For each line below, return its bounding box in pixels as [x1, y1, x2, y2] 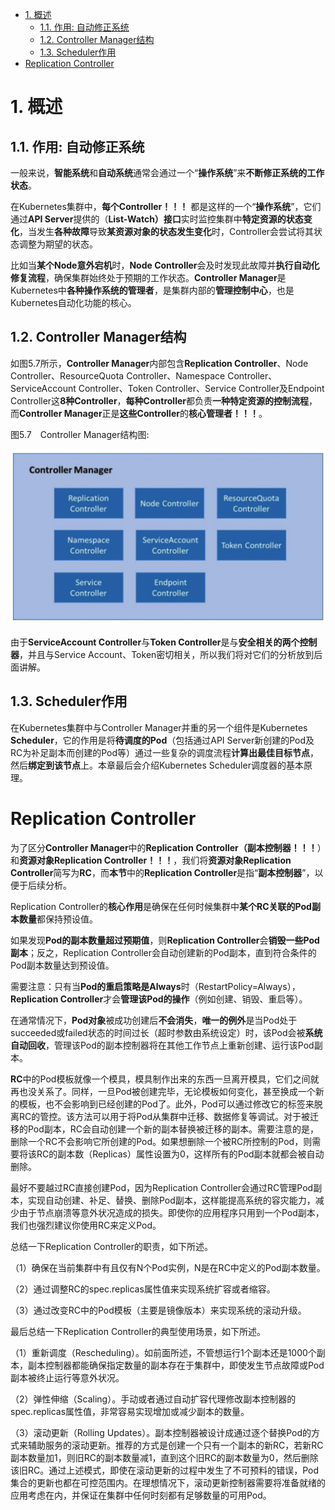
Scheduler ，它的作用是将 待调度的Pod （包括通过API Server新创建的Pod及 [10, 734, 315, 746]
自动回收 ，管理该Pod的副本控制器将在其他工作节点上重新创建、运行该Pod [10, 1039, 315, 1051]
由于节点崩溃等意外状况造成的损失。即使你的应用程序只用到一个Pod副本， [18, 1206, 325, 1218]
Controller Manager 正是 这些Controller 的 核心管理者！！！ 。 [19, 407, 268, 419]
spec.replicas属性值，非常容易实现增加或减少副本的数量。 [10, 1405, 250, 1417]
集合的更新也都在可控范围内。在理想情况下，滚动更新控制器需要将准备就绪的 [10, 1476, 326, 1488]
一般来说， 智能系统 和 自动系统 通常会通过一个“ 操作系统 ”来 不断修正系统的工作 [10, 167, 325, 178]
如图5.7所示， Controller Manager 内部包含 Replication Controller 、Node [10, 357, 309, 369]
